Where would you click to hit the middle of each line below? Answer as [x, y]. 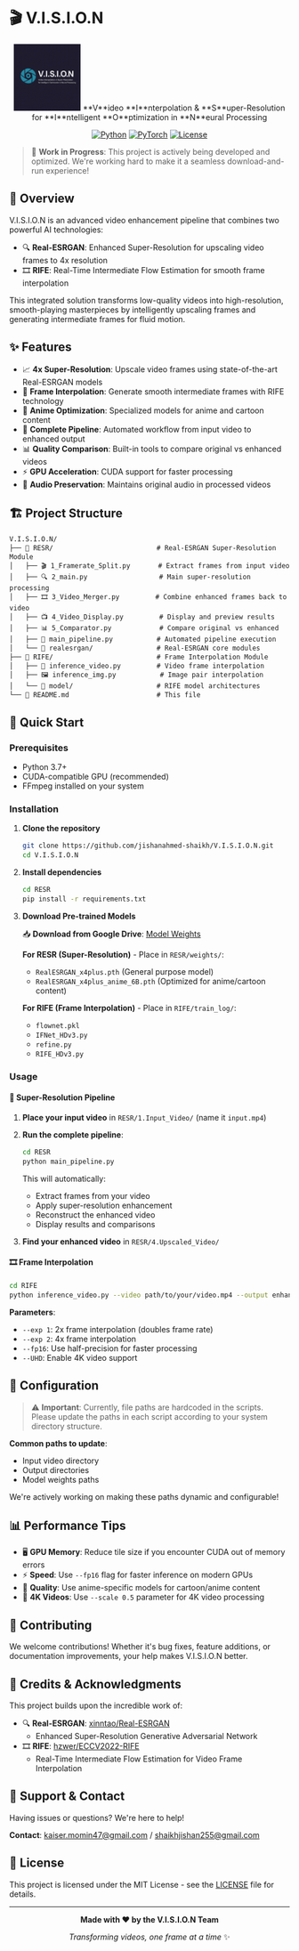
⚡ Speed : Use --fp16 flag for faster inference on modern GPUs [137, 1575]
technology [43, 401]
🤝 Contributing [51, 1625]
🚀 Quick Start [47, 722]
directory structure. [66, 1426]
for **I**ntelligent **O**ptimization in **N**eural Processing [149, 117]
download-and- [255, 161]
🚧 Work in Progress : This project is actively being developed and [150, 151]
